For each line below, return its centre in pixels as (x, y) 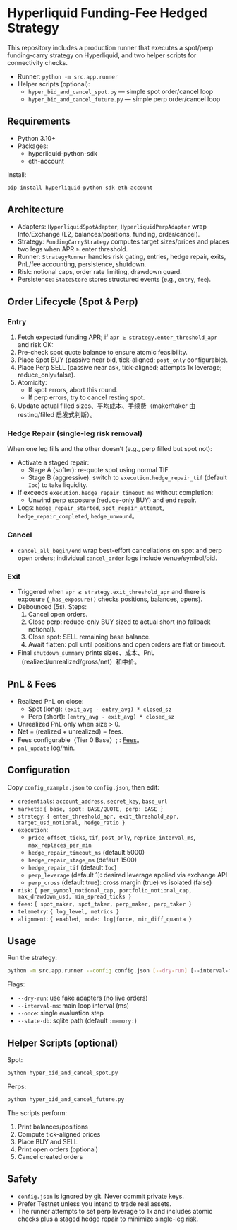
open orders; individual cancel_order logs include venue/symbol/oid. (117, 558)
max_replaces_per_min (60, 845)
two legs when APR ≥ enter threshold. (73, 249)
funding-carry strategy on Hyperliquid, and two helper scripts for (102, 55)
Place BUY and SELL (47, 1141)
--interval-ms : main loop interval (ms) (73, 1006)
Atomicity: (32, 382)
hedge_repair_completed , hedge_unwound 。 (78, 516)
